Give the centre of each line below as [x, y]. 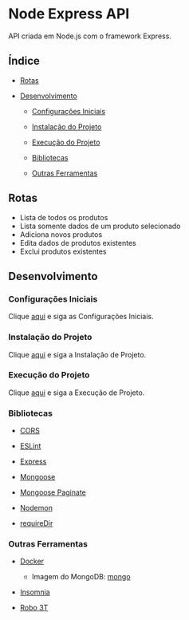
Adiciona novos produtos [61, 234]
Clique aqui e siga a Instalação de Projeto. [77, 354]
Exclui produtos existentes [63, 251]
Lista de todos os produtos [64, 217]
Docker [32, 561]
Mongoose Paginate [53, 492]
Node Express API [69, 14]
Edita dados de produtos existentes [78, 243]
